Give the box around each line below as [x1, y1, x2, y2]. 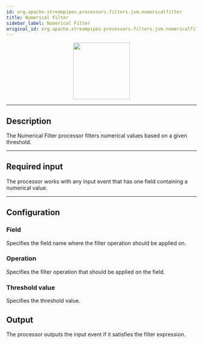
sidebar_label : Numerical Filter [6, 20, 91, 26]
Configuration [6, 207, 60, 218]
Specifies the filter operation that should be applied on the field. [6, 268, 165, 276]
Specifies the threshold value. [6, 297, 80, 305]
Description [6, 116, 51, 126]
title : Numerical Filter [6, 15, 69, 21]
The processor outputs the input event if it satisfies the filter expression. [6, 331, 186, 338]
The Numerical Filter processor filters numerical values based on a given [6, 132, 187, 139]
